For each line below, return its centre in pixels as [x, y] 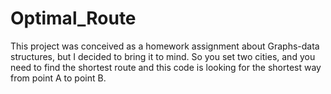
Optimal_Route [73, 18]
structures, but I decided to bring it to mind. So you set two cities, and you [163, 56]
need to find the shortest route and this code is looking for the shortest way [166, 67]
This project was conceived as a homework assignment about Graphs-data [165, 46]
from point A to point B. [58, 78]
